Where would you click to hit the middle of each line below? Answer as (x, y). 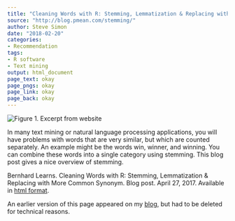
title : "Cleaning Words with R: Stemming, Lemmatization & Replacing (111, 14)
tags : (15, 53)
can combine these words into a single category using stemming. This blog (115, 154)
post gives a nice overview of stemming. (65, 162)
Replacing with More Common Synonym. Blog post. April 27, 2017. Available (116, 183)
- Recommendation (33, 46)
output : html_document (40, 72)
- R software (26, 60)
